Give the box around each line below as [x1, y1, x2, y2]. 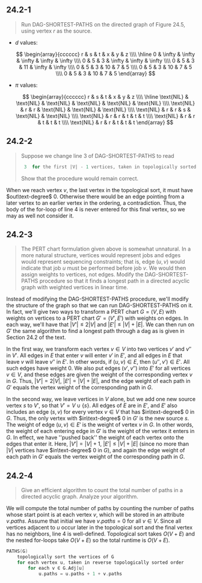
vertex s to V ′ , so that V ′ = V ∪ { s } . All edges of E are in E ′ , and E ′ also [6, 402, 177, 409]
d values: [14, 39, 38, 46]
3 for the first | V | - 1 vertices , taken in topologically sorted [23, 164, 197, 170]
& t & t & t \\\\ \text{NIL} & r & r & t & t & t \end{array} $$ [37, 119, 174, 126]
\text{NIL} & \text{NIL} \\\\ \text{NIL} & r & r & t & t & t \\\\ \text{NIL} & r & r [16, 112, 195, 119]
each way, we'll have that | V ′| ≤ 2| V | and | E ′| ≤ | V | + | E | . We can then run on [6, 321, 194, 328]
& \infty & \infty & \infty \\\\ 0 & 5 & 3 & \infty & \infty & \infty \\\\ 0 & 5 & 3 [16, 57, 195, 64]
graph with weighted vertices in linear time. [20, 284, 128, 291]
